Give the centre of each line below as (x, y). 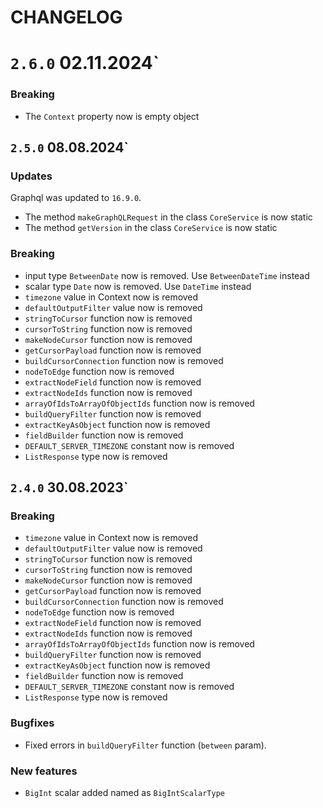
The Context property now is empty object (112, 116)
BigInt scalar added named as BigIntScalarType (125, 792)
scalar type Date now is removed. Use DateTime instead (138, 286)
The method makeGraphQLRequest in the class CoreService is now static (168, 217)
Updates (31, 176)
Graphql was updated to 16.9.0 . (76, 198)
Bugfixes (32, 723)
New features (44, 771)
